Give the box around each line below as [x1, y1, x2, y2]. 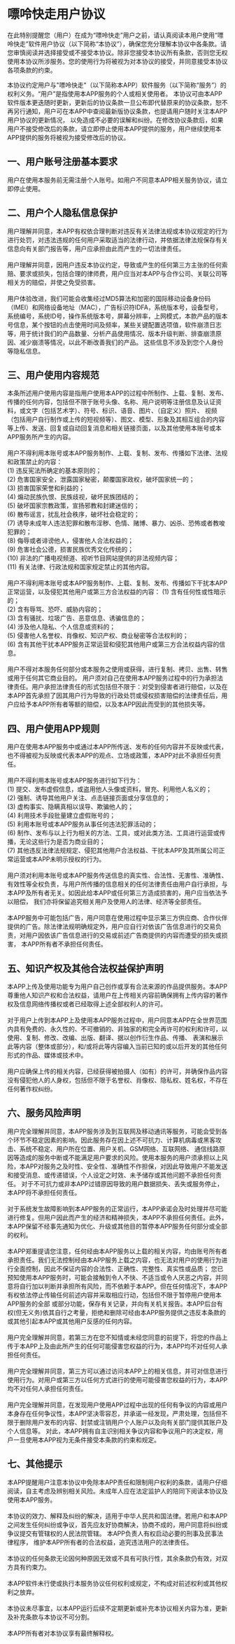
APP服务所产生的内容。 [7, 433, 75, 441]
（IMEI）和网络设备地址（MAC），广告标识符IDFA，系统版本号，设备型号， [7, 302, 222, 312]
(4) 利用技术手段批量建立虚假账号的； [7, 811, 116, 820]
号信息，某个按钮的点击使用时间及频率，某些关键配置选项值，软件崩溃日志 [7, 320, 222, 329]
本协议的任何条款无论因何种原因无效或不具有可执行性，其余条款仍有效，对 [7, 1554, 222, 1562]
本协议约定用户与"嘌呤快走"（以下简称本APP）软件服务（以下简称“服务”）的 [7, 81, 227, 89]
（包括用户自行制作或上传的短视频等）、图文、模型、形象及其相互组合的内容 [7, 415, 225, 424]
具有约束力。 [13, 1563, 50, 1571]
